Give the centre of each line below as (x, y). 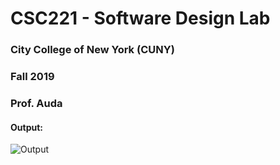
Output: (26, 127)
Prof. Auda (36, 103)
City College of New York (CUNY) (92, 50)
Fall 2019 (32, 77)
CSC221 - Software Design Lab (140, 18)
